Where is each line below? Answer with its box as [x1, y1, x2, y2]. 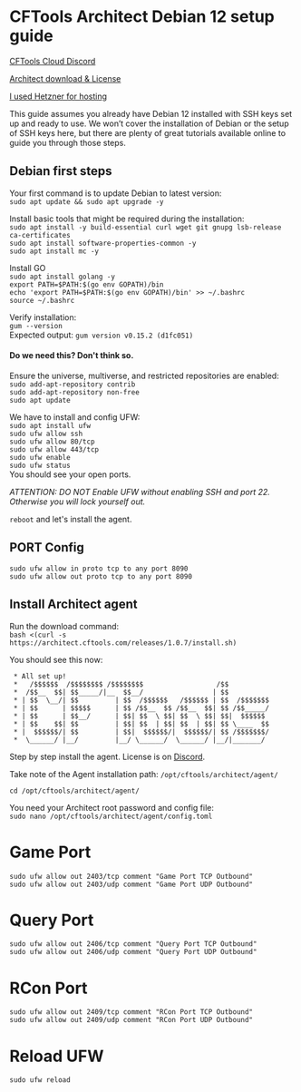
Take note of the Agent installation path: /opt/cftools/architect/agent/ [9, 768, 279, 779]
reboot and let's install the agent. [9, 513, 132, 524]
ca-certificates [9, 230, 71, 239]
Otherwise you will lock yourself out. [9, 496, 146, 507]
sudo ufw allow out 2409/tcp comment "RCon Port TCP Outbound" [9, 1008, 254, 1017]
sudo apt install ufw [9, 421, 92, 430]
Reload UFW [9, 1046, 104, 1067]
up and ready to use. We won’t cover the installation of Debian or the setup [9, 118, 289, 129]
